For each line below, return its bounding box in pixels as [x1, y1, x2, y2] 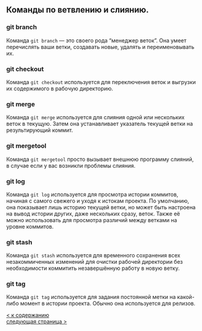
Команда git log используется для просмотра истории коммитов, [6, 191, 178, 198]
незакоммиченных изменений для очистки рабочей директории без [6, 258, 183, 266]
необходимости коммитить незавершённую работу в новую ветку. [6, 264, 180, 272]
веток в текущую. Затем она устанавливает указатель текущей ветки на [6, 120, 193, 128]
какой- [177, 293, 195, 301]
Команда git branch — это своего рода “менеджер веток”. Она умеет [6, 36, 187, 44]
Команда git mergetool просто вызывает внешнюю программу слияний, [6, 156, 194, 163]
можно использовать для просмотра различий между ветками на [6, 216, 177, 223]
